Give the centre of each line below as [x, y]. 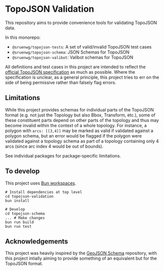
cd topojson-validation [29, 196]
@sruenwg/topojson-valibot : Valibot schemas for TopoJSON [73, 57]
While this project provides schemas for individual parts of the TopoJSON [80, 109]
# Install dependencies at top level [44, 192]
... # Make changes [25, 218]
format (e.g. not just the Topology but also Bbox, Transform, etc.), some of [80, 115]
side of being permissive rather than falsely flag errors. [61, 82]
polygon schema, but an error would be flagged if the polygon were [73, 135]
